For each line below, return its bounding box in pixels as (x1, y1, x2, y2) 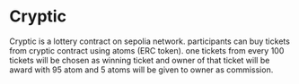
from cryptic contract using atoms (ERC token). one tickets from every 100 (9, 45, 285, 55)
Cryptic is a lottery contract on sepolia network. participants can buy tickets (9, 36, 290, 46)
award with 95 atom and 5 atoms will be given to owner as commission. (9, 64, 274, 75)
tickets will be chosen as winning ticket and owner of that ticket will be (9, 55, 270, 65)
